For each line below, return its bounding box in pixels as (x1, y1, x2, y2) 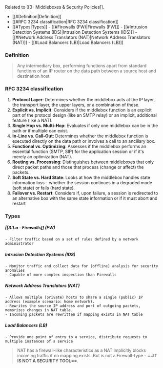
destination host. (17, 73, 51, 79)
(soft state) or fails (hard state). (12, 185, 75, 191)
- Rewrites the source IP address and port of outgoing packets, (5, 303, 141, 308)
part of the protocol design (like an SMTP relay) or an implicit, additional (12, 112, 157, 118)
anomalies (5, 268, 25, 273)
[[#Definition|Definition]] (12, 14, 62, 19)
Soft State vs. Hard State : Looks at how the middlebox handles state (12, 174, 150, 180)
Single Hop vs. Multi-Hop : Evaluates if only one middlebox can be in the (12, 122, 158, 129)
